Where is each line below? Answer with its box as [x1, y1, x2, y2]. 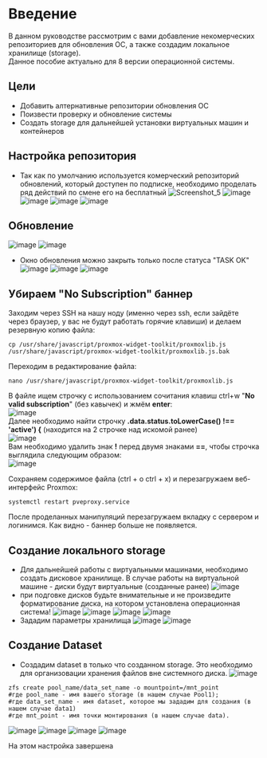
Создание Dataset [8, 638, 103, 652]
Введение [8, 5, 77, 23]
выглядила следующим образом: [8, 450, 122, 460]
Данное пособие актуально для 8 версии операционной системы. [8, 57, 235, 66]
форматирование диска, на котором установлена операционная [19, 599, 241, 608]
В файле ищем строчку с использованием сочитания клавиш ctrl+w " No [8, 391, 255, 401]
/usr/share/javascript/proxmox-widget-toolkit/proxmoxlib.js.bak [8, 348, 230, 355]
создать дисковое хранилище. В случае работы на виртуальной [19, 573, 239, 583]
